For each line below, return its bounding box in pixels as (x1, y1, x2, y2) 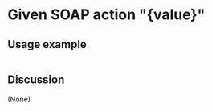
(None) (7, 94, 31, 104)
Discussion (7, 73, 65, 87)
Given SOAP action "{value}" (7, 6, 206, 24)
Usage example (7, 38, 88, 51)
